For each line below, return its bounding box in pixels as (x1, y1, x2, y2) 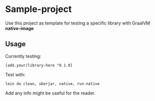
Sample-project (5, 3, 72, 15)
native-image (5, 25, 34, 31)
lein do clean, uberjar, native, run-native (5, 81, 100, 86)
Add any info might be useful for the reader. (5, 90, 96, 96)
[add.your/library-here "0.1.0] (5, 62, 73, 68)
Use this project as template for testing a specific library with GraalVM (5, 20, 150, 26)
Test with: (5, 71, 26, 77)
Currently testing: (5, 53, 42, 59)
